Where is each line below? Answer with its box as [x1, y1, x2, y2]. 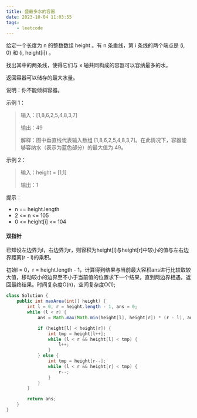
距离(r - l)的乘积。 [11, 254, 55, 261]
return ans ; [27, 396, 57, 402]
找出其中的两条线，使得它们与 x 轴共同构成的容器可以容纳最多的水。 [6, 62, 171, 69]
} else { [37, 353, 59, 359]
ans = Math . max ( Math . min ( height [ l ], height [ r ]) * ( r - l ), [37, 315, 185, 320]
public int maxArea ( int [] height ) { [16, 298, 107, 305]
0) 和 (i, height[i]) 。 [6, 49, 55, 56]
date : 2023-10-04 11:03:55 [6, 14, 72, 20]
